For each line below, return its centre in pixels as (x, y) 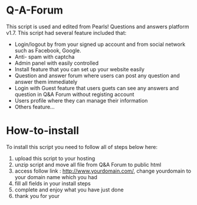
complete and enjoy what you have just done (69, 190)
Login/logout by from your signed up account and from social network (100, 44)
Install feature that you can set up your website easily (79, 69)
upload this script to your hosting (55, 158)
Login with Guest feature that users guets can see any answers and (96, 88)
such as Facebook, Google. (48, 50)
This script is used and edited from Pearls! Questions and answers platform (98, 27)
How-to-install (43, 131)
